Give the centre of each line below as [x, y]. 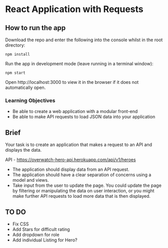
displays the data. [23, 150]
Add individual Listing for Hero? [45, 240]
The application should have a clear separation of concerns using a [82, 175]
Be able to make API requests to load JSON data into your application [84, 117]
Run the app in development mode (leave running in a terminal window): [79, 64]
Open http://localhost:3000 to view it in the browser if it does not [72, 82]
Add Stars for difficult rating [41, 229]
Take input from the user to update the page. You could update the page [87, 185]
